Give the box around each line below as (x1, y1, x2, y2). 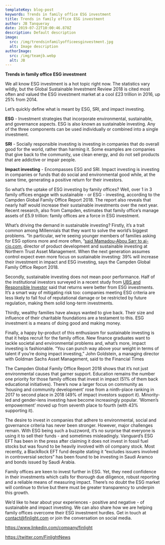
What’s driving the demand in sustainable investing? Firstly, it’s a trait (5, 222, 145, 228)
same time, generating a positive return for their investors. (5, 177, 123, 183)
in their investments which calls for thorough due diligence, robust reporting (5, 474, 159, 480)
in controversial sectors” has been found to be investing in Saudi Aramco (5, 454, 153, 460)
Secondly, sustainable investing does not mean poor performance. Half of (5, 274, 155, 280)
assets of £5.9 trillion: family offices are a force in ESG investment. (5, 213, 140, 219)
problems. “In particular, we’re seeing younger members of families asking (5, 233, 156, 239)
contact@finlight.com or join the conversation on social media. (5, 515, 132, 521)
